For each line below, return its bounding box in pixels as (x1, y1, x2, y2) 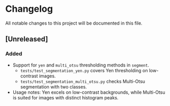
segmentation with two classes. (20, 83, 87, 90)
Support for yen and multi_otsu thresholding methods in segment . (12, 62, 150, 68)
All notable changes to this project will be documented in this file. (5, 20, 143, 26)
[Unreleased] (5, 35, 48, 44)
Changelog (5, 3, 53, 15)
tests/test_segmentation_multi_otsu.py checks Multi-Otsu (20, 78, 145, 84)
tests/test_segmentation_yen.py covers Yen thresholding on (20, 67, 148, 73)
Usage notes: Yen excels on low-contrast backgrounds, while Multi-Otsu (12, 89, 165, 95)
